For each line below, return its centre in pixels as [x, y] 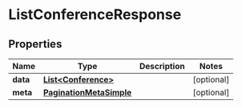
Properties [35, 44]
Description [162, 66]
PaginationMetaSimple [87, 93]
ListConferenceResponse [95, 15]
